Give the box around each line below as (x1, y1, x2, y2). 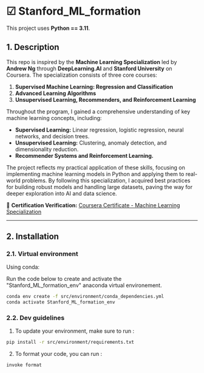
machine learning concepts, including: (6, 114, 102, 121)
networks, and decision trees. (15, 132, 90, 140)
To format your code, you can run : (15, 350, 103, 358)
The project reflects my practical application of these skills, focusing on (6, 163, 185, 171)
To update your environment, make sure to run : (15, 327, 135, 335)
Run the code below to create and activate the (6, 275, 122, 283)
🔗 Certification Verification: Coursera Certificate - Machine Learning (6, 201, 180, 208)
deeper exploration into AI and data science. (6, 190, 117, 197)
